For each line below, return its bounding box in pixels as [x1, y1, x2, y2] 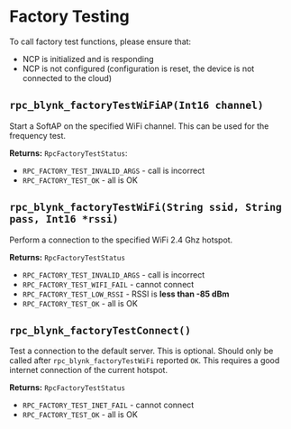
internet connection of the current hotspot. [9, 365, 168, 376]
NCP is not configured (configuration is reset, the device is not [22, 63, 255, 74]
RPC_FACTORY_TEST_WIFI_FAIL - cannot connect [22, 278, 195, 289]
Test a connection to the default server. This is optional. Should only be [9, 345, 274, 357]
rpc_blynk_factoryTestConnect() [9, 324, 192, 337]
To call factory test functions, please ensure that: [9, 36, 192, 47]
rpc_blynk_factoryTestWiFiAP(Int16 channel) [9, 99, 264, 112]
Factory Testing [9, 6, 131, 27]
